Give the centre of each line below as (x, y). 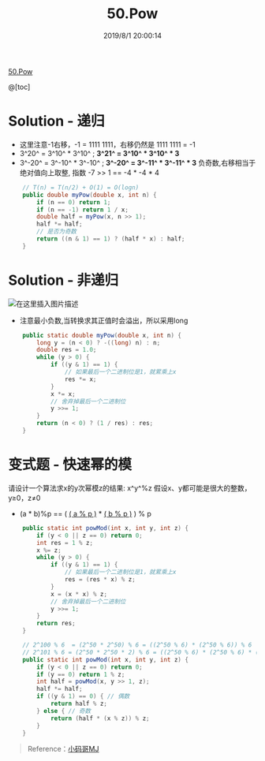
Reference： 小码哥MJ (63, 749)
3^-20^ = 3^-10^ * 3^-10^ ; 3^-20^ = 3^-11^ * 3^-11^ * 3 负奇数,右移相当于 (138, 162)
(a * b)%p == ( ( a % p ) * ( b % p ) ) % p (86, 513)
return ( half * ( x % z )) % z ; (100, 718)
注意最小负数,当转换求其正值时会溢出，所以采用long (104, 320)
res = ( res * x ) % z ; (100, 580)
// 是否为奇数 (57, 232)
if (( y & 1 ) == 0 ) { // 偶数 (83, 696)
